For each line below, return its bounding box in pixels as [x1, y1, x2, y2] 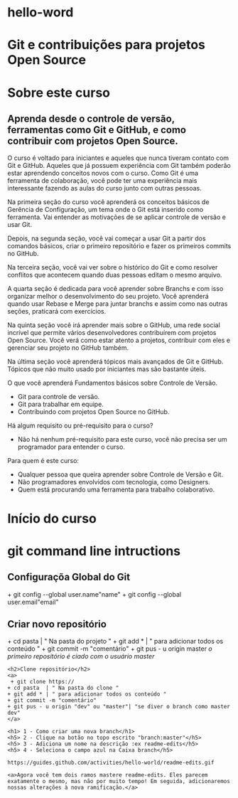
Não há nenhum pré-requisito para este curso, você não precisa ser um [17, 435, 227, 444]
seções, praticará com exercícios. [7, 307, 107, 316]
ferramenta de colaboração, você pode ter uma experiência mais [7, 176, 198, 185]
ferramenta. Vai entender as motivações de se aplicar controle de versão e [7, 213, 226, 221]
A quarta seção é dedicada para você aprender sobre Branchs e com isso [7, 284, 224, 293]
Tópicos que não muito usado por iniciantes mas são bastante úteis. [7, 365, 207, 373]
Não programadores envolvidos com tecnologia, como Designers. [17, 478, 211, 486]
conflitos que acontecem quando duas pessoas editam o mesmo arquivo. [7, 271, 222, 280]
